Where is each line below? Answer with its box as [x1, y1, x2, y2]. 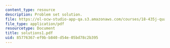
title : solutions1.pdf [5, 30, 53, 35]
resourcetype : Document [5, 26, 56, 31]
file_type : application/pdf [5, 21, 65, 26]
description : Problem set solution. [5, 12, 82, 17]
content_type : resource [5, 7, 56, 12]
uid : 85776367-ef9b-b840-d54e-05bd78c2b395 [5, 35, 99, 40]
